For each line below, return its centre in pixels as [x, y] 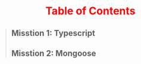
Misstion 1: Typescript [53, 33]
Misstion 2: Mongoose [54, 53]
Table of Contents [90, 11]
